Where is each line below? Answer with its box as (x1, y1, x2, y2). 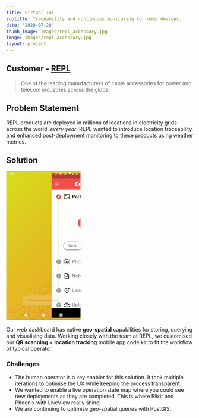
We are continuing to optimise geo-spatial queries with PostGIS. (14, 405, 172, 412)
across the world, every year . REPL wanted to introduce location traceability (6, 125, 192, 132)
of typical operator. (6, 345, 53, 353)
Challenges (6, 360, 40, 369)
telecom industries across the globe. (20, 86, 110, 93)
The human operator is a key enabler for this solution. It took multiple (14, 373, 184, 380)
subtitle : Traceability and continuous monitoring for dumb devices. (6, 15, 182, 22)
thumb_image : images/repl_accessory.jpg (6, 29, 108, 35)
